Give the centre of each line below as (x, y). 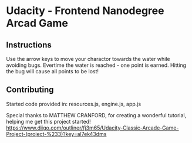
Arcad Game (37, 23)
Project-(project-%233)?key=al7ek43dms (56, 134)
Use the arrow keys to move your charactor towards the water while (88, 59)
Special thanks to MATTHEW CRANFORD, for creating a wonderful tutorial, (96, 115)
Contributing (30, 90)
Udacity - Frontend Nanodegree (85, 11)
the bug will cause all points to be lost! (52, 71)
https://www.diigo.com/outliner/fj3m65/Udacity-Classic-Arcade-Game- (92, 128)
